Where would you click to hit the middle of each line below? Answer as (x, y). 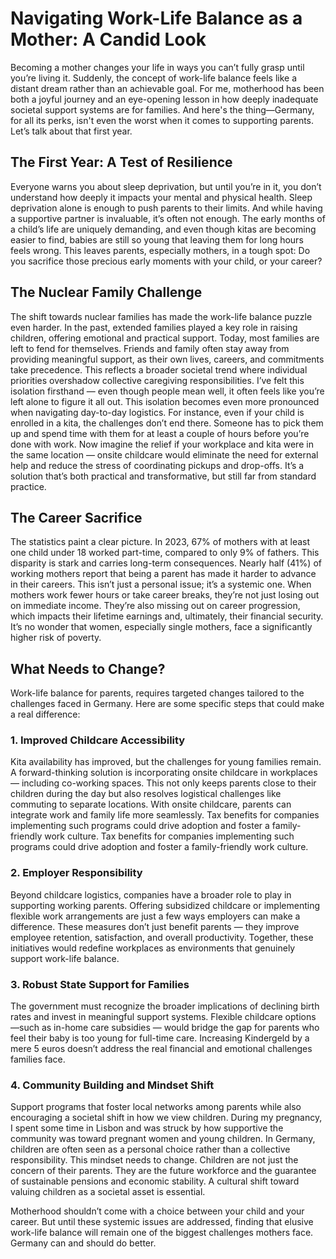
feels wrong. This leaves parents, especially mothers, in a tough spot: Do (160, 250)
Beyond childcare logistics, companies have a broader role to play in (151, 894)
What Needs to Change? (88, 668)
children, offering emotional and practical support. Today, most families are (165, 338)
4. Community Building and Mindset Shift (112, 1085)
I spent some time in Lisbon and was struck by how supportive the (147, 1128)
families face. (38, 1059)
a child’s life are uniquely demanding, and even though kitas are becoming (163, 229)
